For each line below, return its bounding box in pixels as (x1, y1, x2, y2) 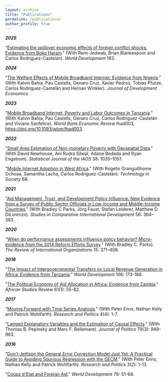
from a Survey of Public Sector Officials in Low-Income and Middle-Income (5, 201, 160, 207)
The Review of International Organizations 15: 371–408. (5, 247, 119, 253)
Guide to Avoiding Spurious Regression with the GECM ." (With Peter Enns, (5, 356, 157, 362)
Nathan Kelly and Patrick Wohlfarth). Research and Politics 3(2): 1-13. (5, 361, 148, 367)
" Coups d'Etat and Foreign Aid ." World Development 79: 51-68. (5, 371, 134, 377)
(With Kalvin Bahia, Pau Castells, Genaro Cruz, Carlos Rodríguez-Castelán (5, 115, 157, 121)
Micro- (138, 236, 152, 242)
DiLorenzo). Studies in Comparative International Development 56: (5, 211, 142, 217)
